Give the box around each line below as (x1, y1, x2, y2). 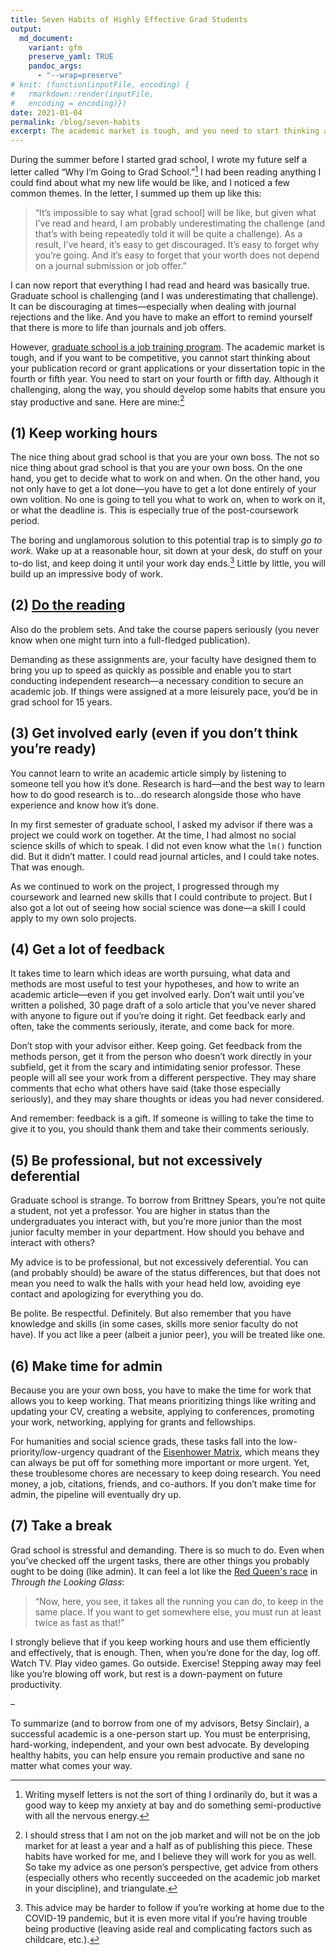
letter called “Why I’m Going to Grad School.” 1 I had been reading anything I (10, 164, 322, 178)
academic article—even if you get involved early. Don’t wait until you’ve (10, 989, 305, 1001)
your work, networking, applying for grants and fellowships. (10, 1416, 257, 1428)
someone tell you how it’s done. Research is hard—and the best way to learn (10, 777, 326, 790)
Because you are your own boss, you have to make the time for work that (10, 1384, 312, 1396)
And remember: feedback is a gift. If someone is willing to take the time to (10, 1112, 315, 1125)
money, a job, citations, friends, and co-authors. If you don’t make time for (10, 1477, 317, 1490)
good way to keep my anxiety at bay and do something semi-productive (24, 1799, 322, 1811)
